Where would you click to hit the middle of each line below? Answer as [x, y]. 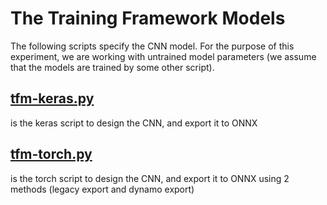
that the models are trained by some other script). [112, 67]
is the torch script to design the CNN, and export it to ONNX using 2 [150, 178]
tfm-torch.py [51, 154]
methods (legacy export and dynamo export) [102, 189]
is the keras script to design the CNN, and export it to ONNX [134, 123]
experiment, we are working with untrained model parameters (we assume [163, 56]
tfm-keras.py [52, 98]
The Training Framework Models [148, 18]
